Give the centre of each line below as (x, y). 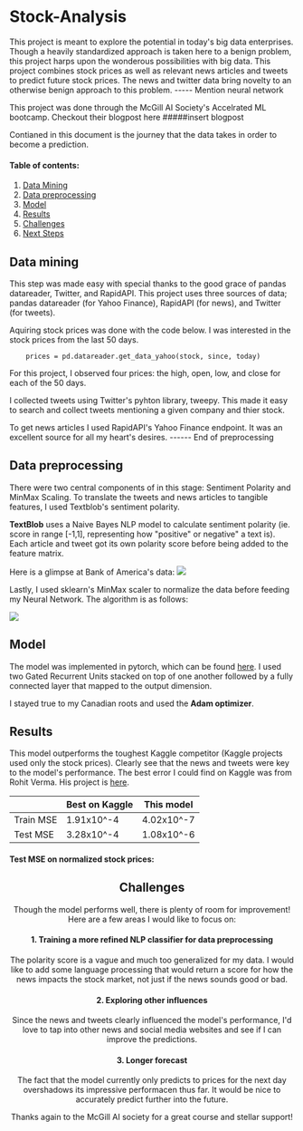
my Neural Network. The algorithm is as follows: (99, 599)
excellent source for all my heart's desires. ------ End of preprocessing (142, 437)
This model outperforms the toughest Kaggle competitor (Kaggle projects (146, 753)
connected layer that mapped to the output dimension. (111, 685)
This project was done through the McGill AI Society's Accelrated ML (138, 107)
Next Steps (43, 234)
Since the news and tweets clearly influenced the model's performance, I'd (152, 1020)
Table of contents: (44, 165)
